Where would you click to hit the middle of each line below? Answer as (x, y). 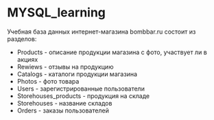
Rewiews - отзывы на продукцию (65, 67)
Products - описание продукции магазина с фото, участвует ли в (112, 52)
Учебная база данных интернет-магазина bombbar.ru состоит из (102, 32)
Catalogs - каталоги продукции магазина (77, 74)
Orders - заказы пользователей (63, 110)
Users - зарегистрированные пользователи (81, 88)
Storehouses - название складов (64, 103)
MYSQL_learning (57, 13)
